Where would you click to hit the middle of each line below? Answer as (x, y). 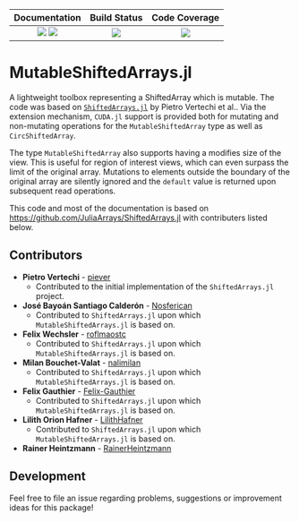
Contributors (46, 256)
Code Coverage (186, 17)
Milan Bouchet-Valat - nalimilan (81, 363)
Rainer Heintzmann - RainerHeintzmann (97, 448)
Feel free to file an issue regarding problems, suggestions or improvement (145, 498)
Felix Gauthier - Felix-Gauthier (79, 391)
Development (48, 477)
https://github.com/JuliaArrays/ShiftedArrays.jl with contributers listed (139, 218)
